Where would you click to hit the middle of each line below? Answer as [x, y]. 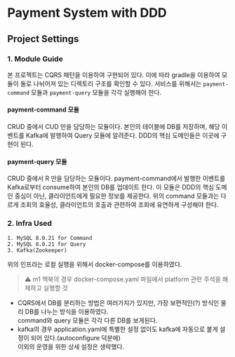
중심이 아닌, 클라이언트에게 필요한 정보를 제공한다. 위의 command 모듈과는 [117, 196]
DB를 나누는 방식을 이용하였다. [67, 311]
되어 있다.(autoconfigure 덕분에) [76, 337]
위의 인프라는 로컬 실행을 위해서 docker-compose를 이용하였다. [95, 264]
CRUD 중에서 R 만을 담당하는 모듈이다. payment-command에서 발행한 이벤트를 [116, 178]
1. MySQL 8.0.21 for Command [50, 238]
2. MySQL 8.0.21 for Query [47, 244]
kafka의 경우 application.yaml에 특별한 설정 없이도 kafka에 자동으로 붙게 [118, 329]
